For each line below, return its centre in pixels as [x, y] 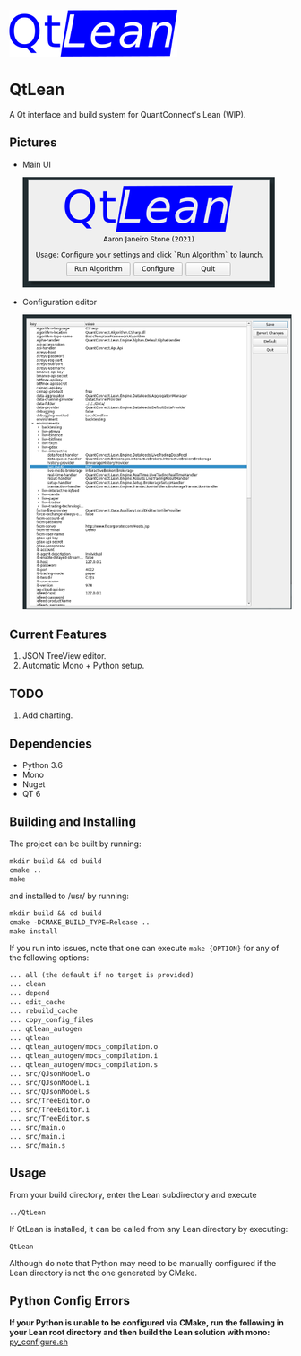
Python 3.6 [42, 765]
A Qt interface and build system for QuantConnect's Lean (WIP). [128, 114]
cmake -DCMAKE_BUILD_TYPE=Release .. [80, 922]
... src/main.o [38, 1127]
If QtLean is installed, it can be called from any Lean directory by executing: [149, 1229]
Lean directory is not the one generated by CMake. [103, 1273]
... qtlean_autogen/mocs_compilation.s [84, 1064]
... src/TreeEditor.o [50, 1100]
